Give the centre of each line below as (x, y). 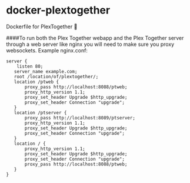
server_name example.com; (46, 71)
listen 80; (30, 66)
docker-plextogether (58, 10)
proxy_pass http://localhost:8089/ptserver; (80, 118)
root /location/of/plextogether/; (56, 76)
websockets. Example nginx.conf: (47, 50)
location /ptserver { (40, 112)
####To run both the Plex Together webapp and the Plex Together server (95, 38)
